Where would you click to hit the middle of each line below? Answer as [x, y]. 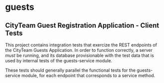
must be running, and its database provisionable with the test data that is [80, 55]
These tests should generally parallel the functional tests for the [70, 70]
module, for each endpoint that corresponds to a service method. [88, 75]
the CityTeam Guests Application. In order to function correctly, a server [79, 50]
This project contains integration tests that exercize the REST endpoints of [81, 45]
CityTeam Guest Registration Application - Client [82, 25]
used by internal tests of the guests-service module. [59, 61]
